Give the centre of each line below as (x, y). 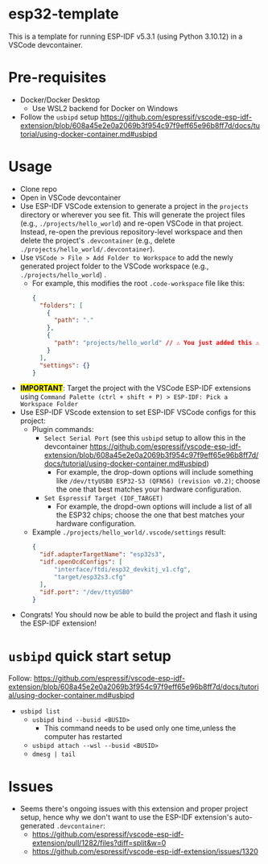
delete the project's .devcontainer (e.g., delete (97, 240)
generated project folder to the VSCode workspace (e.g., (114, 266)
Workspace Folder (49, 405)
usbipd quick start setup (90, 656)
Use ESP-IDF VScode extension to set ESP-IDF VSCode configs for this (138, 413)
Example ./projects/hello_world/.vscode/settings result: (129, 532)
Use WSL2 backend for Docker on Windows (105, 108)
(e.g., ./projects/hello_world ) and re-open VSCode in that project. (132, 223)
